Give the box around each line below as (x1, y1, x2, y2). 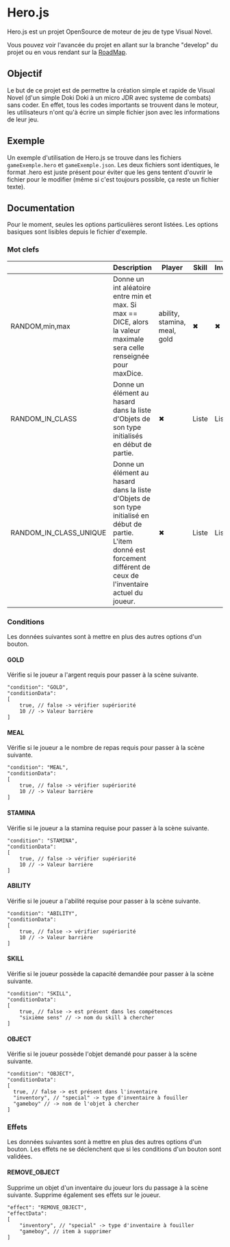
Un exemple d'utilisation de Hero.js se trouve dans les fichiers (7, 153, 181, 162)
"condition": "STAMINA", (7, 837, 78, 844)
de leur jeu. (7, 115, 39, 123)
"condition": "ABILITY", (7, 910, 78, 917)
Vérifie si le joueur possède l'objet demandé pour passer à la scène (7, 1050, 197, 1058)
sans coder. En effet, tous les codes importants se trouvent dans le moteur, (7, 101, 219, 109)
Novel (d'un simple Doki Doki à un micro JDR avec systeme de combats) (7, 93, 212, 101)
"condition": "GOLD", (7, 684, 69, 691)
